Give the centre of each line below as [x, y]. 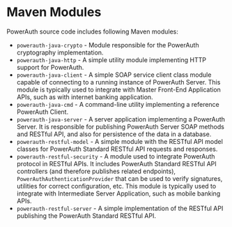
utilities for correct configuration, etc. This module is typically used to [116, 186]
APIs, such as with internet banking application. [85, 97]
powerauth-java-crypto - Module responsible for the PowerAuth [108, 45]
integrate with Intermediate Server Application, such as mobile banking [118, 193]
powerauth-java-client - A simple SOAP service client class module [114, 75]
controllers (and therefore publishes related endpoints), [96, 171]
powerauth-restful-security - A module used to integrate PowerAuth [116, 156]
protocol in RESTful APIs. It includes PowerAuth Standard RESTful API [116, 163]
